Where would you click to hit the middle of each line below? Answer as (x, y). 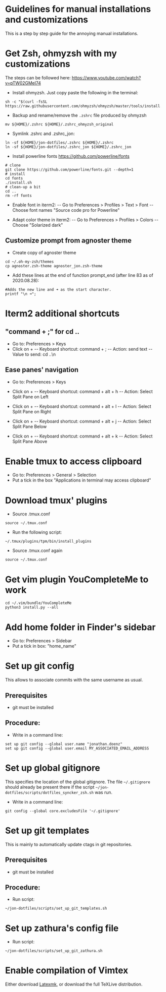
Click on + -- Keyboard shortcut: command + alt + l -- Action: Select (82, 406)
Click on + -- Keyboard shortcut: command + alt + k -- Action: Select (82, 436)
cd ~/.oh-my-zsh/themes (30, 261)
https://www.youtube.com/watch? (106, 77)
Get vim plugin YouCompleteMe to (77, 579)
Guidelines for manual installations (78, 9)
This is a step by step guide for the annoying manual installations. (72, 33)
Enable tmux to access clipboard (74, 461)
